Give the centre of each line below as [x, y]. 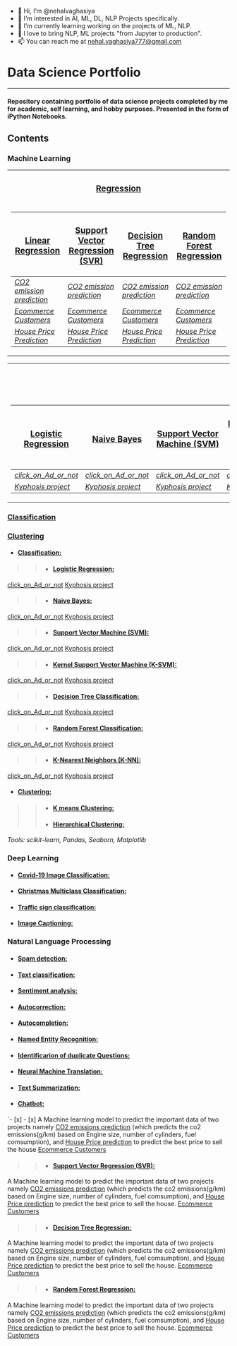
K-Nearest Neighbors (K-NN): [97, 760]
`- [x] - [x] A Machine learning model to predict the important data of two [113, 1119]
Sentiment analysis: [47, 991]
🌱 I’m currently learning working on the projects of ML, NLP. [104, 26]
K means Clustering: [83, 807]
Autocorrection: [42, 1007]
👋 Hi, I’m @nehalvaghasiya [56, 11]
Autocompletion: [43, 1023]
